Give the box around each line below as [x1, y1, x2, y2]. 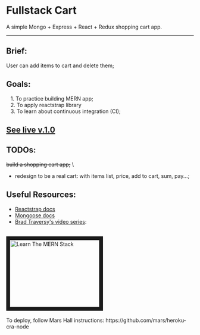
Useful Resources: [6, 190, 76, 200]
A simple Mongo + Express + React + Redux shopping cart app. [6, 23, 162, 30]
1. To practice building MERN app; [10, 95, 93, 102]
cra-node [6, 323, 29, 330]
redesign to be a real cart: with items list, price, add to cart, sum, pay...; [14, 172, 190, 179]
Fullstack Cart [6, 4, 77, 17]
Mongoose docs [14, 212, 55, 219]
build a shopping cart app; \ [6, 161, 74, 168]
